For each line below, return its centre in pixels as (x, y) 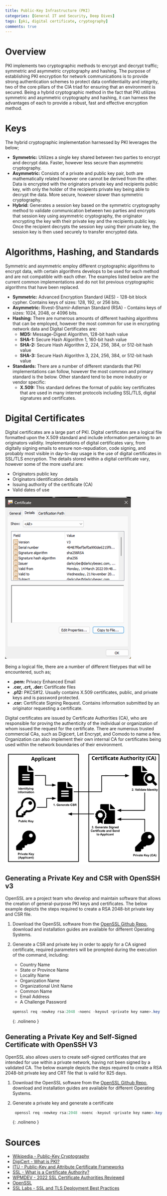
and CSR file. (18, 914)
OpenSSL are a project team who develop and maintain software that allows (83, 898)
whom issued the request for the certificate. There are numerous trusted (80, 728)
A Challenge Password (43, 1002)
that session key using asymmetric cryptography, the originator (78, 216)
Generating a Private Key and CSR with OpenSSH (83, 878)
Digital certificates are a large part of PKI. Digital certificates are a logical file (83, 432)
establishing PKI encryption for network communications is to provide (77, 76)
